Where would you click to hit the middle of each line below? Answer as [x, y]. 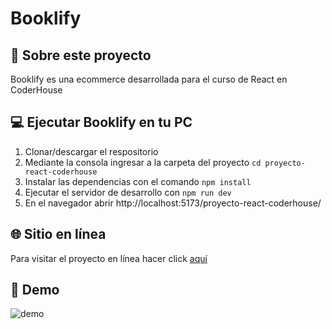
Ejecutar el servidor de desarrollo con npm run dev [128, 192]
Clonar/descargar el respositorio [91, 151]
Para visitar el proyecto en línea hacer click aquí [109, 258]
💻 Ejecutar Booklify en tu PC [101, 122]
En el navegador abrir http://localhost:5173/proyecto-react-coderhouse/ [173, 203]
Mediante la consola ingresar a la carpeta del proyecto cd [143, 162]
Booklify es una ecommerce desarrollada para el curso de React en [149, 79]
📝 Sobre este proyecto [81, 55]
